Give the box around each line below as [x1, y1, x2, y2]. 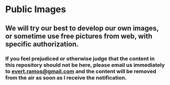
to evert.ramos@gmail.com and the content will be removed [5, 68, 156, 75]
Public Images [5, 4, 66, 15]
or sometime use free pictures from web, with [5, 32, 153, 40]
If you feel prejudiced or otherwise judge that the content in [5, 55, 155, 62]
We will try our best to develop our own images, [5, 24, 159, 33]
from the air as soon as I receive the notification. [5, 74, 127, 81]
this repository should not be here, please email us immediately [5, 61, 165, 68]
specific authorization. [5, 40, 79, 48]
